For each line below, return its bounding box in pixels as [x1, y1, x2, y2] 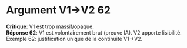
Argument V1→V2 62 [6, 4, 111, 17]
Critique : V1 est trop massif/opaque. [6, 23, 94, 30]
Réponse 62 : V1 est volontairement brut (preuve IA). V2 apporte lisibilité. [6, 29, 182, 36]
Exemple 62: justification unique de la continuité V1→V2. [6, 35, 143, 42]
